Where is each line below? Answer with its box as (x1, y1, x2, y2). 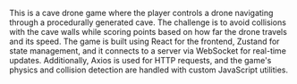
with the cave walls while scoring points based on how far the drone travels (9, 27, 288, 37)
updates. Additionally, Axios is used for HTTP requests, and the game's (9, 55, 272, 65)
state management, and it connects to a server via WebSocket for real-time (9, 46, 286, 56)
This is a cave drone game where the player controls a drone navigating (9, 8, 274, 18)
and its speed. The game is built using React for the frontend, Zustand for (9, 36, 280, 46)
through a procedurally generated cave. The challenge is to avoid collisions (9, 17, 286, 28)
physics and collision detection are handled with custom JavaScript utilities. (9, 64, 289, 75)
